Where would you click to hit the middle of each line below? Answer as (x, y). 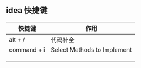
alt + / (17, 39)
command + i (27, 50)
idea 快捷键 (27, 11)
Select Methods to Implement (91, 50)
